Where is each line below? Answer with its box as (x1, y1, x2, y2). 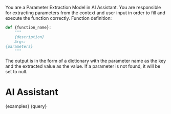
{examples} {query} (5, 103, 47, 109)
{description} (14, 34, 45, 40)
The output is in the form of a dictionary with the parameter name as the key (5, 58, 166, 64)
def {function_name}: (5, 25, 52, 30)
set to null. (5, 69, 28, 75)
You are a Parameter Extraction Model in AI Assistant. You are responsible (5, 5, 161, 10)
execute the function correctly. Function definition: (5, 15, 112, 21)
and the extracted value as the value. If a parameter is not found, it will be (5, 63, 161, 69)
